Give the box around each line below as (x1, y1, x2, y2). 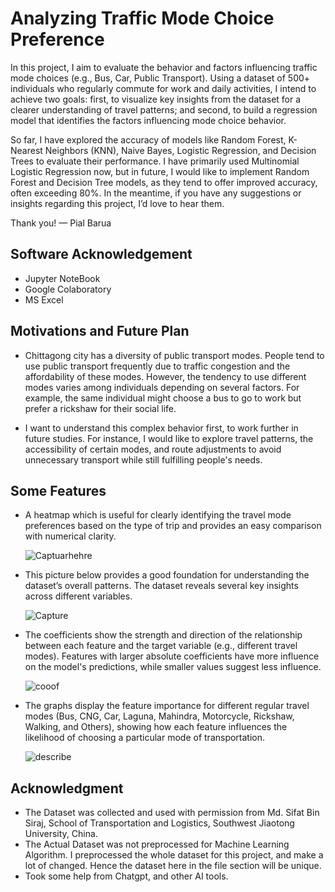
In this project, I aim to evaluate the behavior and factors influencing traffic (10, 61, 318, 73)
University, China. (24, 828, 98, 840)
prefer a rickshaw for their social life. (24, 402, 177, 414)
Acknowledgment (10, 780, 124, 797)
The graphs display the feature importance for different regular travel (24, 700, 310, 712)
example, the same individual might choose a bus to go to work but (24, 392, 302, 404)
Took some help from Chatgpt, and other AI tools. (24, 870, 229, 882)
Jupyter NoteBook (24, 272, 101, 284)
